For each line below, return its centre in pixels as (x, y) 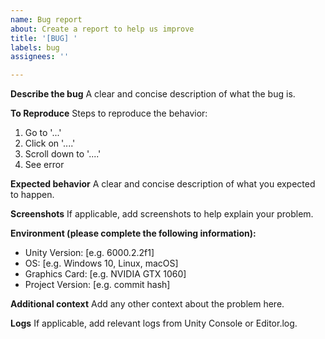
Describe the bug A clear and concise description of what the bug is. (153, 94)
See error (44, 165)
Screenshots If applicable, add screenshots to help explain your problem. (162, 214)
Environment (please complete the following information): (133, 233)
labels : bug (35, 47)
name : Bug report (46, 19)
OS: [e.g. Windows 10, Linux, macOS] (101, 263)
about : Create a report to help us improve (102, 29)
